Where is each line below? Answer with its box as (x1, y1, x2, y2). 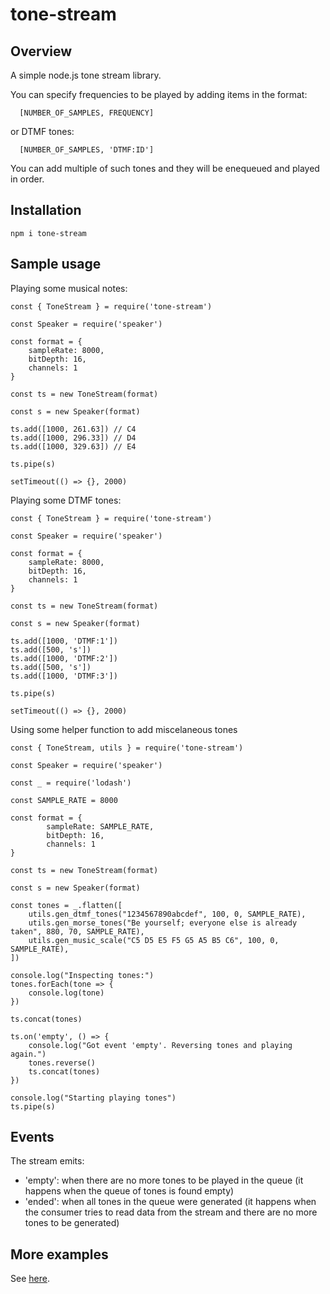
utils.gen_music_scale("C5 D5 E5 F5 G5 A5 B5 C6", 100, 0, (28, 935, 280, 945)
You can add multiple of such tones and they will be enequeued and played (10, 163, 320, 174)
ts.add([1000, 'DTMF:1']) (10, 636, 118, 646)
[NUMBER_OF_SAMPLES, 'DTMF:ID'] (19, 145, 155, 155)
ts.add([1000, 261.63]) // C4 (10, 424, 137, 434)
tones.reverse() (28, 1058, 97, 1068)
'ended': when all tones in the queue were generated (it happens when (24, 1196, 317, 1208)
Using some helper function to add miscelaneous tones (10, 723, 238, 735)
